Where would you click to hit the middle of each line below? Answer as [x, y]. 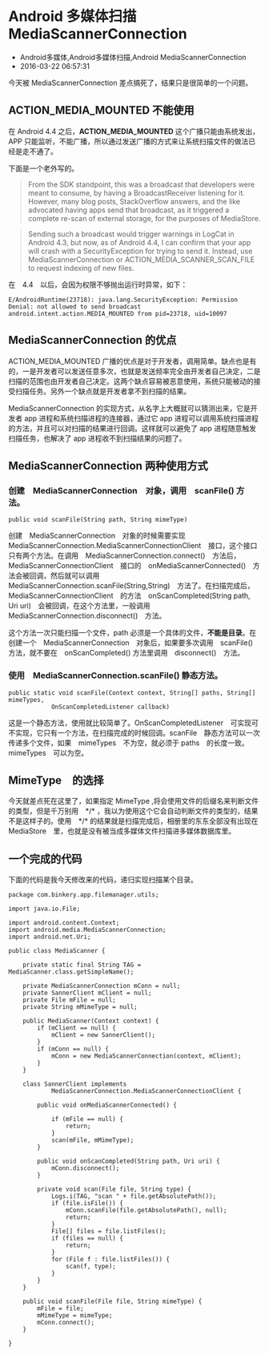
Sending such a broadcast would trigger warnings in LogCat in [131, 234]
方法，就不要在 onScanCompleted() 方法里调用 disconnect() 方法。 [126, 653]
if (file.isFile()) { [87, 1204]
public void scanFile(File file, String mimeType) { [112, 1302]
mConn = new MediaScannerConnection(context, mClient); [146, 1056]
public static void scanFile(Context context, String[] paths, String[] [132, 693]
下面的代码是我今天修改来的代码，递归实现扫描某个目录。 [103, 880]
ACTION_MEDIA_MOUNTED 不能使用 [101, 110]
